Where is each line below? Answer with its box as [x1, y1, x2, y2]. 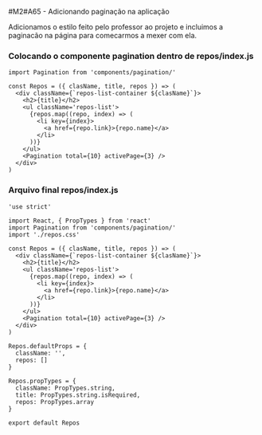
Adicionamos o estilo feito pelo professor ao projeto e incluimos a [8, 22, 224, 31]
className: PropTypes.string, [15, 384, 115, 392]
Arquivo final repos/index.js [8, 185, 119, 196]
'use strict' [8, 202, 52, 210]
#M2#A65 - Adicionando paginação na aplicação [8, 7, 170, 16]
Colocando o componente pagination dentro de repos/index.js [8, 50, 254, 61]
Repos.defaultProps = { [8, 342, 88, 350]
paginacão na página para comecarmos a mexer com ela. [8, 31, 197, 40]
